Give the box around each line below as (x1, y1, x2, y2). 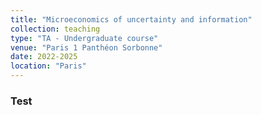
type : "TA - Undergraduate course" (10, 33, 159, 43)
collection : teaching (10, 24, 101, 34)
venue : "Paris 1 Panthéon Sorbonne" (10, 42, 163, 53)
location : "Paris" (10, 61, 87, 71)
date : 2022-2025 (10, 52, 78, 62)
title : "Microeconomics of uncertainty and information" (10, 14, 253, 25)
